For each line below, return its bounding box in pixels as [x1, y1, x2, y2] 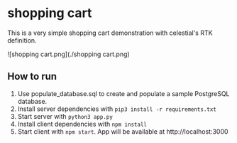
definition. [7, 36, 37, 44]
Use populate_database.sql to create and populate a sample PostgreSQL [17, 89, 230, 97]
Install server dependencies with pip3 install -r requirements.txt [17, 105, 216, 113]
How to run [7, 70, 57, 83]
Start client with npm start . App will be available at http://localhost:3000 [17, 127, 228, 136]
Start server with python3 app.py [17, 112, 114, 120]
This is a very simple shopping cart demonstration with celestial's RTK [7, 28, 213, 37]
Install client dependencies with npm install [17, 120, 148, 128]
